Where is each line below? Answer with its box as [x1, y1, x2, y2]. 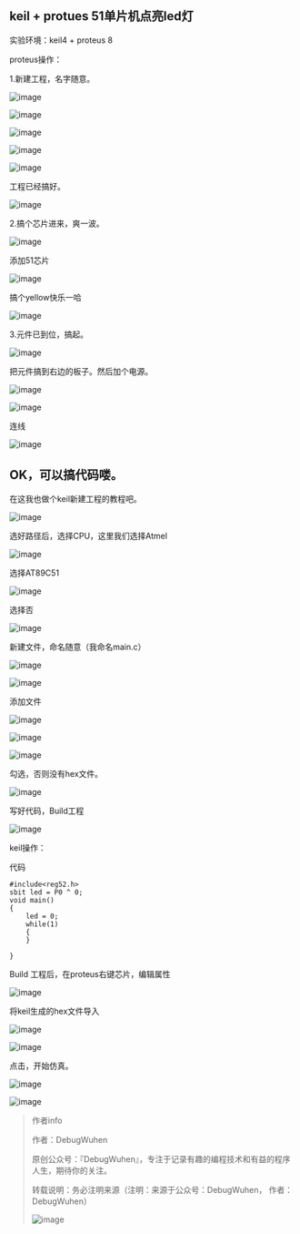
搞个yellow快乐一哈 [9, 291, 82, 302]
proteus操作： [9, 54, 63, 65]
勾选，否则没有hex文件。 [9, 768, 103, 779]
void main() [9, 895, 55, 904]
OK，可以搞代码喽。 [9, 467, 124, 483]
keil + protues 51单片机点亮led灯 [9, 8, 194, 25]
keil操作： [9, 841, 47, 853]
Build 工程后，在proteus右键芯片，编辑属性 [9, 968, 171, 979]
